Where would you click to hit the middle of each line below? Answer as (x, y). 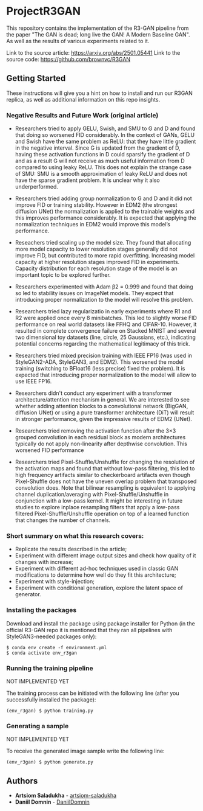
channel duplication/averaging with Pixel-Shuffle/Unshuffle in (92, 495)
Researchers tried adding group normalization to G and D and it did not (103, 198)
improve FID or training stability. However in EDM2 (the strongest (96, 205)
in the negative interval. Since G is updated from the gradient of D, (98, 148)
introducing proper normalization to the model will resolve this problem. (104, 300)
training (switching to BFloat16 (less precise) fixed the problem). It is (100, 369)
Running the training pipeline (50, 668)
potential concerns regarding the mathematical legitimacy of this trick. (103, 344)
